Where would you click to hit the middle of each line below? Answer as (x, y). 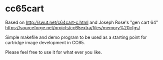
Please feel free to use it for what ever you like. (54, 52)
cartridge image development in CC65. (45, 42)
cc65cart (24, 9)
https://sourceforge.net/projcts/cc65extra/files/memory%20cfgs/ (73, 27)
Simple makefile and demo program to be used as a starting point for (76, 37)
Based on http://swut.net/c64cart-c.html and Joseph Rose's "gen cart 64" (82, 22)
